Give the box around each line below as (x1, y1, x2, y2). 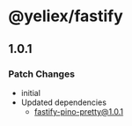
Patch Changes (8, 68, 76, 80)
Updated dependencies (20, 97, 107, 107)
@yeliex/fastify (8, 6, 124, 26)
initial (20, 87, 41, 98)
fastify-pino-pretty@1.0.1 (33, 106, 124, 116)
